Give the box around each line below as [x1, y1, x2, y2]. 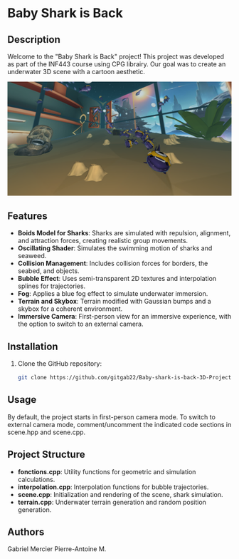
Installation [7, 340, 58, 352]
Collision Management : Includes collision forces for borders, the [17, 259, 208, 268]
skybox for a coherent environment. [17, 304, 123, 313]
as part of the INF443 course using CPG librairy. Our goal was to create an [7, 60, 226, 68]
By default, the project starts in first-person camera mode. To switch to [7, 412, 216, 421]
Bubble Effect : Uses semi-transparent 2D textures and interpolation [17, 275, 217, 283]
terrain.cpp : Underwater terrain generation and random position [17, 498, 206, 506]
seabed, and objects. [17, 267, 80, 275]
